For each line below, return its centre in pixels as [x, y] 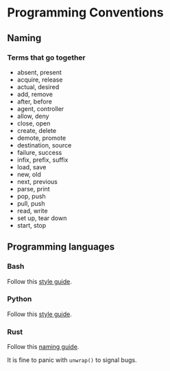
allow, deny [33, 116]
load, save [32, 167]
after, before [35, 101]
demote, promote [41, 138]
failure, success [39, 152]
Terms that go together [46, 58]
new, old [29, 174]
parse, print [33, 189]
